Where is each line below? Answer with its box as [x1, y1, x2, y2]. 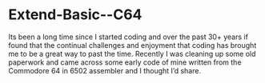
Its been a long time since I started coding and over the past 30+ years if [8, 32, 248, 41]
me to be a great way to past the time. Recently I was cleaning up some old [8, 49, 256, 58]
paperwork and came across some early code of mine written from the [8, 57, 242, 67]
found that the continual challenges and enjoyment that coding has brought [8, 40, 257, 49]
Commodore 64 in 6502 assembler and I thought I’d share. [8, 65, 202, 75]
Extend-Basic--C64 [8, 6, 143, 24]
